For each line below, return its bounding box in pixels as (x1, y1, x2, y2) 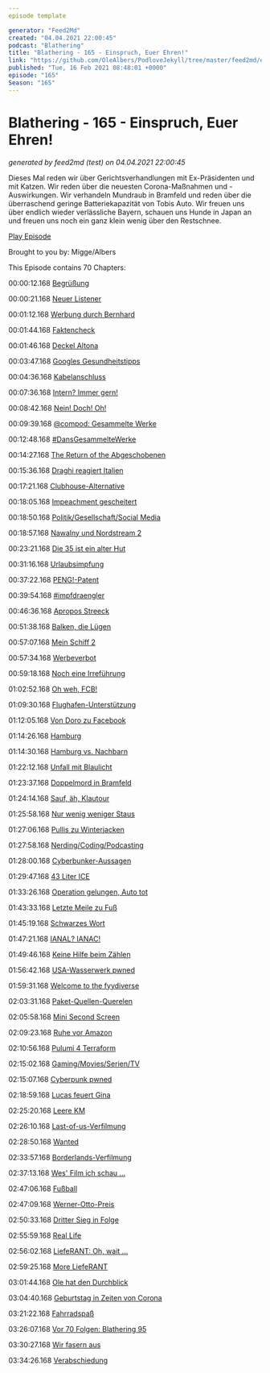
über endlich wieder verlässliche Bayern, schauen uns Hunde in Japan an (8, 207, 252, 217)
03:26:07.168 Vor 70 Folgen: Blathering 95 (8, 1324, 147, 1334)
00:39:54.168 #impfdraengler (8, 590, 105, 600)
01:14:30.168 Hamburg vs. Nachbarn (8, 746, 129, 756)
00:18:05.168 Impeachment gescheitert (8, 496, 137, 506)
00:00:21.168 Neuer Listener (8, 293, 102, 303)
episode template (8, 11, 67, 20)
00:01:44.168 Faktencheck (8, 325, 96, 334)
